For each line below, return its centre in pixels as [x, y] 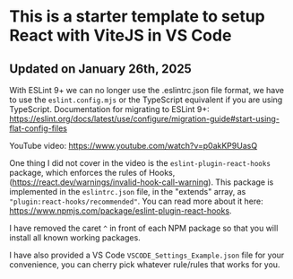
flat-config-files [38, 128]
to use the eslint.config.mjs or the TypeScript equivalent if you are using [146, 100]
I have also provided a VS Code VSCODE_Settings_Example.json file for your [147, 255]
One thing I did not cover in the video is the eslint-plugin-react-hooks [140, 163]
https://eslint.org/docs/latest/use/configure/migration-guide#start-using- [145, 119]
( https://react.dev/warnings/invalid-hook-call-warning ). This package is [142, 182]
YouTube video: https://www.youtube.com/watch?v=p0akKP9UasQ [134, 146]
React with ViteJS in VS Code [121, 35]
